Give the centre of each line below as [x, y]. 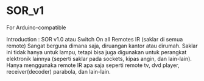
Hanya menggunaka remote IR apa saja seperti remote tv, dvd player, [93, 65]
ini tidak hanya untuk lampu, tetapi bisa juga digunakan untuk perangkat [97, 52]
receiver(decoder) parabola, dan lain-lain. [58, 71]
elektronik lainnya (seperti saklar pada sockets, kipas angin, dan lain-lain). [99, 58]
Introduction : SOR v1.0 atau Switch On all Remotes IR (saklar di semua [95, 39]
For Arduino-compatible [36, 27]
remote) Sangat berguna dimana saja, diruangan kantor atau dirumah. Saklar [102, 46]
